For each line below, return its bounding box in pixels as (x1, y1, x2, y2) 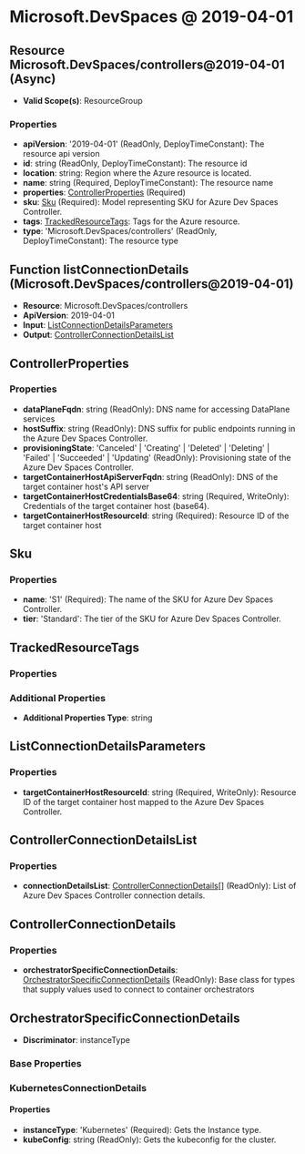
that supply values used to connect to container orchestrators (22, 984, 255, 995)
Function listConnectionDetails (9, 261, 189, 277)
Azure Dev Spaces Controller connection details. (22, 890, 206, 901)
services (22, 413, 56, 424)
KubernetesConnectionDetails (9, 1081, 147, 1094)
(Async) (9, 71, 56, 87)
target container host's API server (22, 481, 150, 492)
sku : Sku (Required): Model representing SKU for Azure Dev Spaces (22, 197, 280, 208)
